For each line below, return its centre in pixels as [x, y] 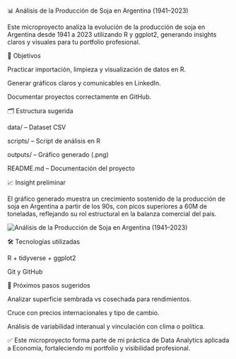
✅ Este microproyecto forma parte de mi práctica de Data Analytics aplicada [118, 340]
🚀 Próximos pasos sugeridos [49, 285]
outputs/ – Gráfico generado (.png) [58, 154]
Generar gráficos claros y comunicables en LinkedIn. [84, 83]
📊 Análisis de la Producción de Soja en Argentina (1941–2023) [98, 11]
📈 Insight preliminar [36, 182]
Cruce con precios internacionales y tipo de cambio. [84, 313]
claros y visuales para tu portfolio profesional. [74, 42]
